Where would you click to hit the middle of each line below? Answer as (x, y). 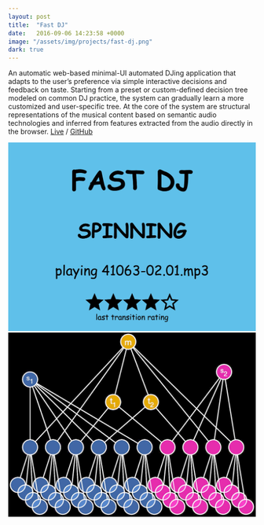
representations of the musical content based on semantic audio (113, 115)
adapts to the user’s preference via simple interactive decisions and (117, 82)
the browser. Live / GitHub (50, 132)
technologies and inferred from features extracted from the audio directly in (130, 123)
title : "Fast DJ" (38, 25)
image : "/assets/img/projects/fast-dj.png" (81, 42)
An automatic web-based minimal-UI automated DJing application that (122, 73)
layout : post (29, 17)
